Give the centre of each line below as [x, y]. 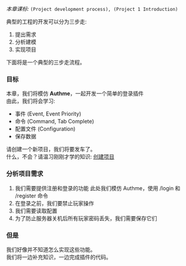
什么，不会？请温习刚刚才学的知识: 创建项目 [60, 157]
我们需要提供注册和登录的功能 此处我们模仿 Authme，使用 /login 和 [97, 188]
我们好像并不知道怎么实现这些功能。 [51, 249]
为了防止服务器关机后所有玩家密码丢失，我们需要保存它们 [86, 218]
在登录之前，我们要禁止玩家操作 [54, 203]
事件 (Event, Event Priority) [48, 114]
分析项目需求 [25, 174]
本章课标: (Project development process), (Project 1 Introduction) [92, 9]
